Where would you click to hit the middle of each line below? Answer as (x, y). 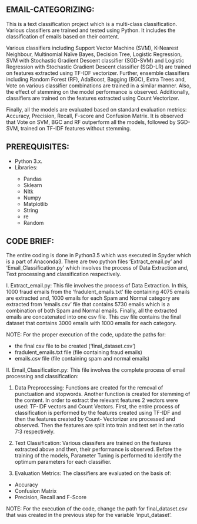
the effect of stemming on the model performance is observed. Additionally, (98, 91)
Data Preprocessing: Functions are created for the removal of (89, 388)
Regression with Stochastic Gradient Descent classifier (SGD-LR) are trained (99, 67)
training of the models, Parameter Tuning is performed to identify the (98, 456)
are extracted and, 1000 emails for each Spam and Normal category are (93, 298)
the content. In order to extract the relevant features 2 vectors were (96, 400)
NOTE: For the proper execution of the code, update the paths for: (86, 335)
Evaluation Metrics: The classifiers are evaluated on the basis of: (93, 473)
